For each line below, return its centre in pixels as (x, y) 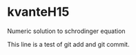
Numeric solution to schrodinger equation (66, 31)
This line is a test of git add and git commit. (68, 44)
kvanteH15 (38, 12)
